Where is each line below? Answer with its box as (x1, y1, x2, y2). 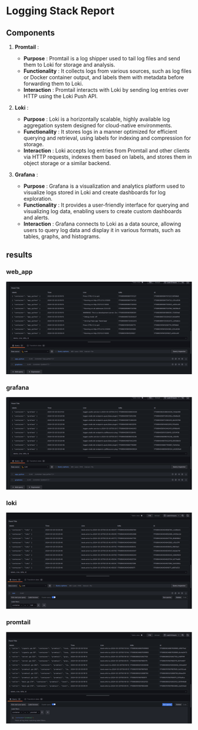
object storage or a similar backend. (23, 160, 111, 166)
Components (6, 28, 55, 38)
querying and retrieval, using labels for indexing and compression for (23, 134, 192, 142)
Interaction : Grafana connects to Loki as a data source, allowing (23, 220, 181, 227)
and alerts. (23, 214, 50, 221)
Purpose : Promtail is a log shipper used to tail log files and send (23, 55, 181, 62)
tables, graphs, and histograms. (23, 233, 101, 240)
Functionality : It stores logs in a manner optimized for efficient (23, 128, 178, 135)
